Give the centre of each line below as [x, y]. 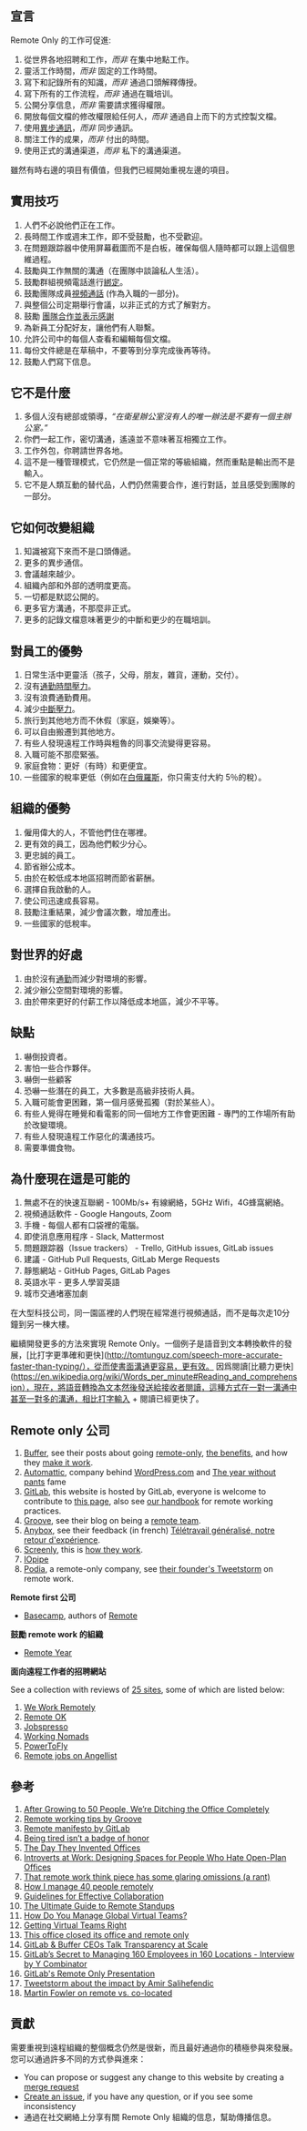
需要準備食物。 [51, 1147]
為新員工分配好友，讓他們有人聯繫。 [92, 327]
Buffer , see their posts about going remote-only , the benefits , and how [155, 1453]
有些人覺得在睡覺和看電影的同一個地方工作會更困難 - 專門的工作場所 [152, 1113]
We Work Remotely [60, 1708]
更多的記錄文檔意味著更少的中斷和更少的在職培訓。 [119, 620]
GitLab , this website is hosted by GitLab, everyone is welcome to [145, 1492]
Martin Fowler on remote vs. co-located [98, 1993]
